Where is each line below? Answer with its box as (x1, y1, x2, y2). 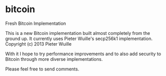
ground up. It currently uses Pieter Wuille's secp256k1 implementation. (5, 35, 153, 42)
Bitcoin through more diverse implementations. (5, 56, 103, 62)
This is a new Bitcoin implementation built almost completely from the (5, 30, 150, 36)
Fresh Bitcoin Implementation (5, 20, 66, 26)
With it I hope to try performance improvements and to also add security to (5, 51, 161, 57)
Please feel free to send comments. (5, 66, 79, 72)
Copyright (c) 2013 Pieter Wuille (5, 41, 72, 47)
